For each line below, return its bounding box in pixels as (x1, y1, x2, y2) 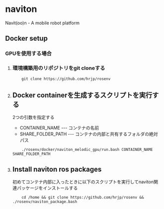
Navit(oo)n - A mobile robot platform (5, 20, 80, 26)
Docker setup (5, 34, 48, 43)
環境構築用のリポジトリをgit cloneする (12, 65, 105, 71)
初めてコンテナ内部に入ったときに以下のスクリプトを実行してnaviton (12, 179, 154, 185)
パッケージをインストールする (16, 185, 78, 191)
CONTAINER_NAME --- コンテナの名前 (19, 125, 99, 131)
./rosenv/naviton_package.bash (12, 200, 78, 205)
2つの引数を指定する (12, 114, 55, 120)
